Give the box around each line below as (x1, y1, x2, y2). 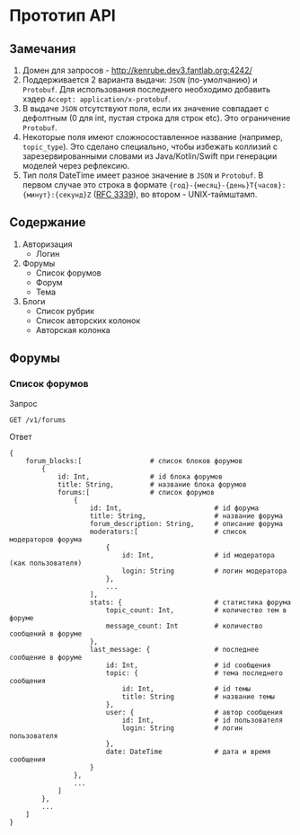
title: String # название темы (121, 692, 276, 701)
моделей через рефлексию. (22, 161, 130, 171)
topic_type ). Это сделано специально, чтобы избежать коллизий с (22, 141, 278, 152)
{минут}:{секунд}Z (22, 190, 92, 199)
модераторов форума (9, 535, 83, 544)
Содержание (9, 215, 87, 230)
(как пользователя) (9, 558, 83, 567)
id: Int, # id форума (89, 504, 259, 513)
